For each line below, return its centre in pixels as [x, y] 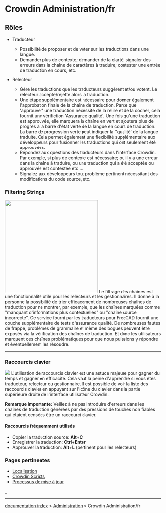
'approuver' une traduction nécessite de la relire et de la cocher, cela [90, 110]
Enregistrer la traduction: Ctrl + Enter [49, 442]
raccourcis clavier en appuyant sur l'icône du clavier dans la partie [73, 389]
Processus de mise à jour [38, 482]
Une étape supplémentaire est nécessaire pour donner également [87, 100]
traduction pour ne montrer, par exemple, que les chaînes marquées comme [83, 307]
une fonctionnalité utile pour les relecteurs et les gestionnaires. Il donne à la [82, 297]
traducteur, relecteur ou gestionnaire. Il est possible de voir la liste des [77, 384]
